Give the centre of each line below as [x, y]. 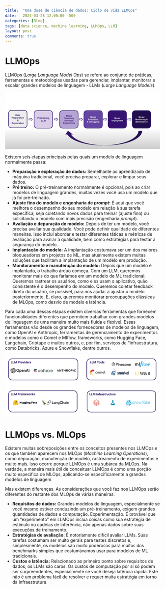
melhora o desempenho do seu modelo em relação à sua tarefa [76, 208]
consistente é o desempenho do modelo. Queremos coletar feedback [82, 286]
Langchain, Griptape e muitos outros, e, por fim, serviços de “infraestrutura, [82, 343]
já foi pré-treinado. [31, 197]
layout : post [18, 31]
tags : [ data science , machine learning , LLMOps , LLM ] [61, 26]
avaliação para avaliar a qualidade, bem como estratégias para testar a [84, 239]
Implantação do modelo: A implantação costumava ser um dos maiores [85, 250]
